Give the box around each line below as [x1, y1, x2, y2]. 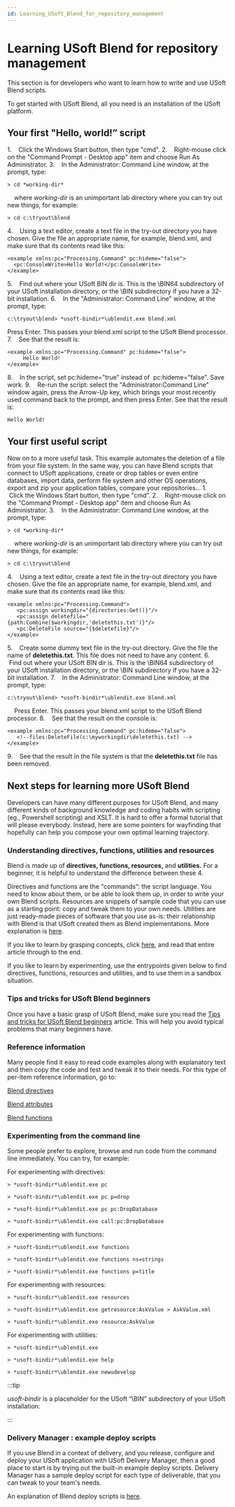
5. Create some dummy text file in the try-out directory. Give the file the [7, 644, 218, 652]
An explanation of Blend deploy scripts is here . [7, 1492, 142, 1501]
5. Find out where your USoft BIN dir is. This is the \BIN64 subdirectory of [7, 280, 225, 288]
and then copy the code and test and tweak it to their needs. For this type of [7, 1065, 227, 1073]
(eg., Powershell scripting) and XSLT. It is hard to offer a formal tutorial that [7, 813, 223, 822]
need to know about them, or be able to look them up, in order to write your [7, 890, 225, 899]
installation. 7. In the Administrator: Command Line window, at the [16, 673, 210, 682]
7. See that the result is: [7, 335, 80, 343]
